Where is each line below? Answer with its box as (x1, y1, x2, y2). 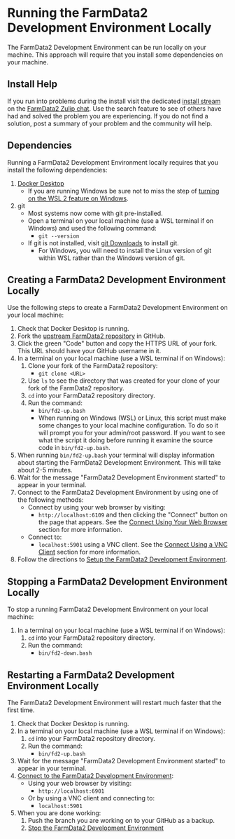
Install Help (7, 79, 58, 90)
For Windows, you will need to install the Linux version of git (38, 246, 212, 254)
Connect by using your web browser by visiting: (27, 503, 166, 512)
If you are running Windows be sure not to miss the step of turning (27, 186, 220, 195)
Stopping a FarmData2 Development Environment (7, 575, 228, 587)
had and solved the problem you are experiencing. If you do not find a (7, 111, 208, 120)
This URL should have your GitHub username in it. (17, 347, 162, 355)
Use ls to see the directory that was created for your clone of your (27, 376, 220, 385)
